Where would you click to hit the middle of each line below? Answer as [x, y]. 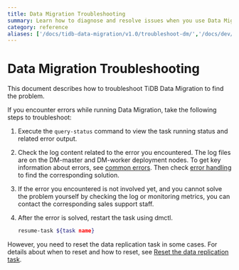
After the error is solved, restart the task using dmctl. [95, 218]
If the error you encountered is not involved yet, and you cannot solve [120, 189]
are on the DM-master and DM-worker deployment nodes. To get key [119, 160]
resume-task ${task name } [56, 231]
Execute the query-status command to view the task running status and [123, 131]
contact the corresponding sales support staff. [86, 204]
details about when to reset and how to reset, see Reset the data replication [118, 252]
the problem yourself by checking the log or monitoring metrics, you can [124, 197]
